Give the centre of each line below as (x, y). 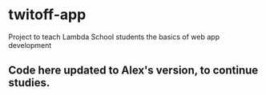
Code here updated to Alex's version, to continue (133, 71)
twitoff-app (47, 15)
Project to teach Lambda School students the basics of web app (114, 37)
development (30, 45)
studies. (29, 83)
